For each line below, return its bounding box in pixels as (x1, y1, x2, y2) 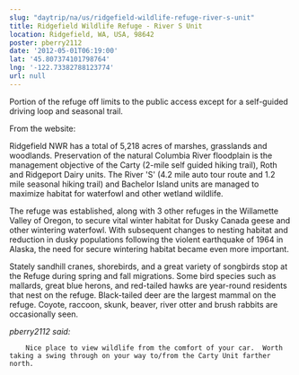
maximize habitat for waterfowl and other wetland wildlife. (9, 187, 224, 198)
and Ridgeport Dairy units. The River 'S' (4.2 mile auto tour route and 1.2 (9, 169, 276, 179)
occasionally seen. (9, 309, 79, 319)
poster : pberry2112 (9, 38, 83, 48)
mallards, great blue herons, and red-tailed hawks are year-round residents (9, 280, 287, 291)
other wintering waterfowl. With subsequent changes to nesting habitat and (9, 224, 289, 235)
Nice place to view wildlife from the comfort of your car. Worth (25, 343, 283, 353)
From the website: (9, 123, 76, 134)
